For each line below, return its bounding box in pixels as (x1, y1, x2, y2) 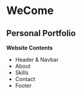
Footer (15, 82, 32, 89)
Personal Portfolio (6, 28, 76, 38)
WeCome (6, 4, 54, 18)
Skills (15, 69, 29, 76)
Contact (15, 76, 35, 82)
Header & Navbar (15, 56, 59, 63)
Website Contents (6, 44, 53, 51)
